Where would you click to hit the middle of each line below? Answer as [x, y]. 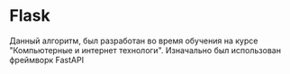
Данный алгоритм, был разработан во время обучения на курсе [134, 41]
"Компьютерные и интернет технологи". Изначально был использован [145, 50]
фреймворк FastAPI [46, 60]
